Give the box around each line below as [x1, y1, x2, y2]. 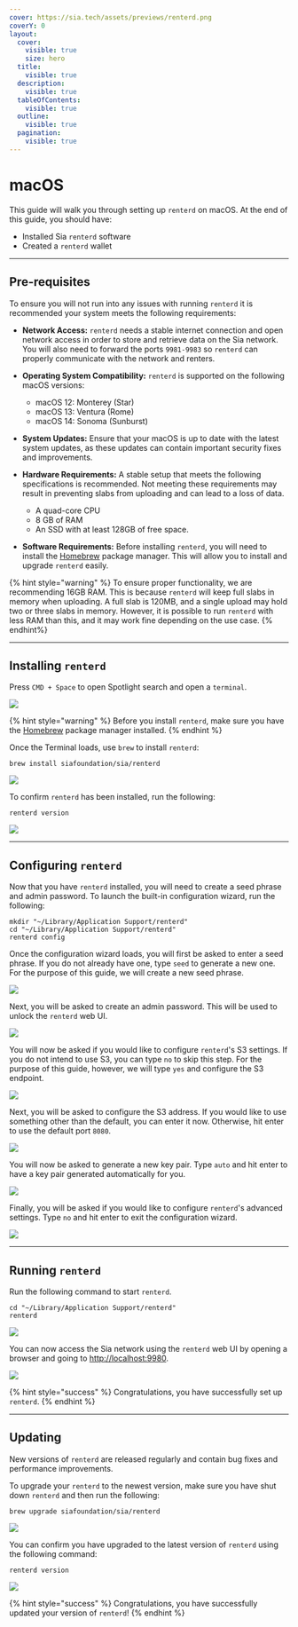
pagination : [17, 129, 62, 138]
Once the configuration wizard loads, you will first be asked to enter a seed [9, 949, 284, 960]
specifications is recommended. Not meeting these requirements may [21, 478, 278, 489]
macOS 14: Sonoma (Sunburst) [35, 415, 148, 426]
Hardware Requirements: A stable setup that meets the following [21, 469, 262, 479]
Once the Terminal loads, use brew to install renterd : [9, 742, 200, 753]
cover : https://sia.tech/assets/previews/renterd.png [9, 12, 213, 22]
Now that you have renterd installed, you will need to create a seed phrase [9, 881, 282, 892]
